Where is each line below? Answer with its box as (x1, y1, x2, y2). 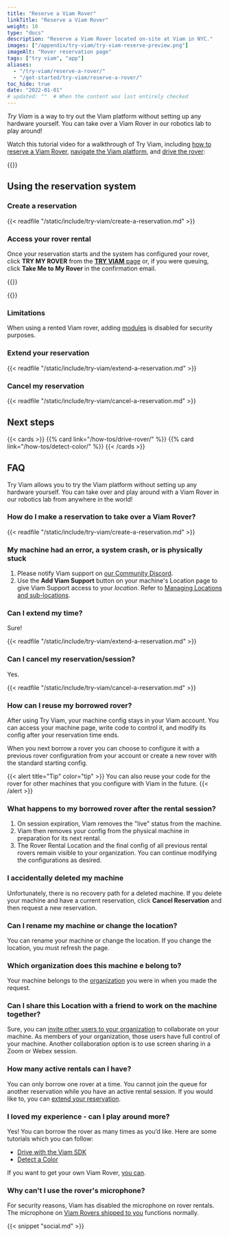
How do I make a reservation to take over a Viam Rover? (7, 512, 196, 521)
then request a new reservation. (7, 903, 97, 912)
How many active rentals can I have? (7, 1064, 132, 1074)
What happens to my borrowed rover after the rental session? (7, 804, 216, 813)
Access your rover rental (7, 234, 91, 244)
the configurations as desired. (16, 856, 102, 864)
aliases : (7, 61, 32, 68)
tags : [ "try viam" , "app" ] (7, 55, 84, 62)
